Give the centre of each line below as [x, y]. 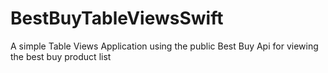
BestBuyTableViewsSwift [117, 18]
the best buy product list [61, 56]
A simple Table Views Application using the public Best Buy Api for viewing [164, 46]
